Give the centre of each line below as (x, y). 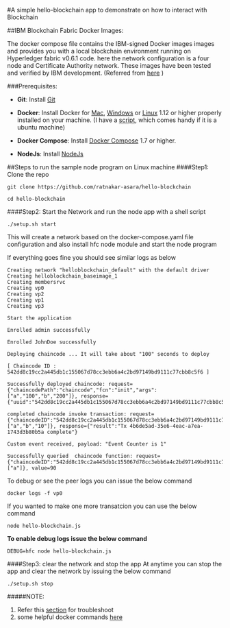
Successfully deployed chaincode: (56, 384)
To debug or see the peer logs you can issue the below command (100, 481)
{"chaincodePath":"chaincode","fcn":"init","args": (82, 390)
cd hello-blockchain (37, 199)
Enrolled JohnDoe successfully (52, 342)
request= (121, 384)
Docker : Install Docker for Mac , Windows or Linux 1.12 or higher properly (119, 113)
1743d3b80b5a (26, 432)
